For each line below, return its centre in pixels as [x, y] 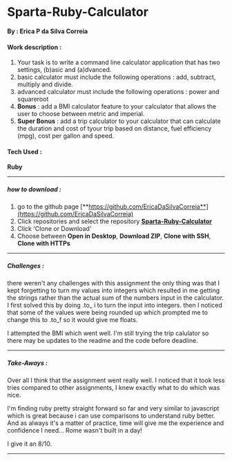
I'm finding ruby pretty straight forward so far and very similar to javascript [113, 408]
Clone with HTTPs [43, 243]
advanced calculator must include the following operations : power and [118, 92]
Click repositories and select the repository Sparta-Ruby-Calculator [115, 221]
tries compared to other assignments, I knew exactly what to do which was [114, 388]
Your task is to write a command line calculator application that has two [118, 62]
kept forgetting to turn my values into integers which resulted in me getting [114, 290]
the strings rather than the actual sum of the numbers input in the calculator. [116, 298]
